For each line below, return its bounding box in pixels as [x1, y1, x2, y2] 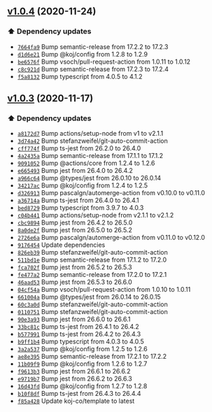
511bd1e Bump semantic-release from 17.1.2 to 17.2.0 [17, 255, 167, 264]
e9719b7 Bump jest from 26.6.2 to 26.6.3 [17, 374, 133, 383]
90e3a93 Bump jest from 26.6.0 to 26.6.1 [17, 315, 131, 324]
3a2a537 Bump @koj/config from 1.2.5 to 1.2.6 [17, 345, 148, 353]
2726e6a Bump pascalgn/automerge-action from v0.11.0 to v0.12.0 [17, 234, 205, 242]
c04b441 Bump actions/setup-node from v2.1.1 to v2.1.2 [17, 211, 174, 220]
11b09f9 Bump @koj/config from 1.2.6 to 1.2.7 [17, 360, 148, 368]
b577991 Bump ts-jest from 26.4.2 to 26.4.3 [17, 330, 141, 339]
